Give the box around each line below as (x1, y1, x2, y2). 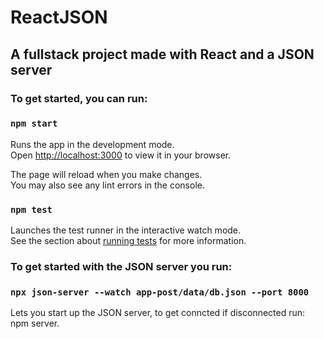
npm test (10, 204, 53, 215)
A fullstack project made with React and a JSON (10, 46, 315, 63)
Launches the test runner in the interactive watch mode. (10, 224, 242, 236)
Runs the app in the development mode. (10, 138, 175, 150)
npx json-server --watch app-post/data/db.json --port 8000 (10, 286, 310, 298)
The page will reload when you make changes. (10, 168, 203, 180)
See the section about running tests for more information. (10, 235, 247, 247)
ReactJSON (10, 6, 108, 29)
